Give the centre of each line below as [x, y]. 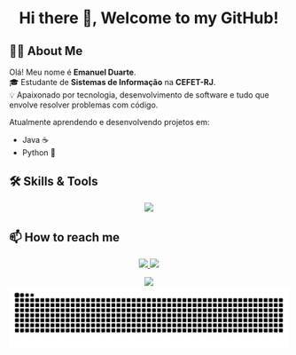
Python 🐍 [39, 153]
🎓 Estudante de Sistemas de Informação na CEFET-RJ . [113, 82]
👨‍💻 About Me [46, 51]
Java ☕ [35, 140]
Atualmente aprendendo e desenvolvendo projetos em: [109, 122]
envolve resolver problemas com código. [84, 105]
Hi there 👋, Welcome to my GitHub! [149, 18]
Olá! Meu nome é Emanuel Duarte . [73, 72]
